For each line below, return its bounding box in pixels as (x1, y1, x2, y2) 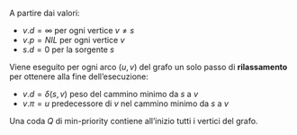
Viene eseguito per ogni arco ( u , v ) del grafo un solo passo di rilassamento (9, 62, 288, 72)
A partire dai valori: (9, 8, 80, 18)
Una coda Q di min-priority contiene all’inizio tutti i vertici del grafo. (9, 116, 258, 126)
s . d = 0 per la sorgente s (22, 44, 115, 55)
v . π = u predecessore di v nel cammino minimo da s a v (22, 98, 229, 109)
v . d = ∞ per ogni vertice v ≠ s (22, 25, 135, 35)
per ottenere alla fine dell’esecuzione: (9, 71, 148, 82)
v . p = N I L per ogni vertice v (22, 35, 125, 45)
